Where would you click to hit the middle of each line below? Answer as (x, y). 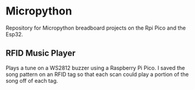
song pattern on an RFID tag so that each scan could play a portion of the (97, 74)
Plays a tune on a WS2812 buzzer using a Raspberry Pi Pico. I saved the (95, 68)
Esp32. (15, 34)
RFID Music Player (41, 53)
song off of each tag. (32, 80)
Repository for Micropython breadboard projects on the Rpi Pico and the (96, 28)
